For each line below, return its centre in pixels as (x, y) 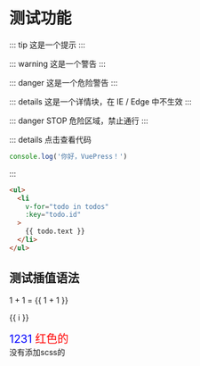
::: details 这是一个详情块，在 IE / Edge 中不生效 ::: (101, 101)
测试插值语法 (44, 278)
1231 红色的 (39, 339)
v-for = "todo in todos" (67, 206)
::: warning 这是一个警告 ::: (58, 63)
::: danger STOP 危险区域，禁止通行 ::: (79, 121)
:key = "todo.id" (53, 215)
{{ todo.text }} (56, 232)
